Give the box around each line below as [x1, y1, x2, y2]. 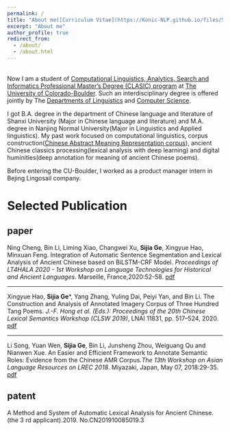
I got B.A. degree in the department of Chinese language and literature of [7, 109, 214, 117]
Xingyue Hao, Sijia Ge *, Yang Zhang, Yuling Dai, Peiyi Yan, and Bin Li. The [7, 292, 215, 301]
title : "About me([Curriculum [7, 16, 94, 23]
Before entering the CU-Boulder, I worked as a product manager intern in [7, 166, 213, 175]
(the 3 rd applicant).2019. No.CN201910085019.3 [7, 416, 144, 424]
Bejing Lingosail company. [7, 174, 81, 182]
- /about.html [13, 49, 53, 56]
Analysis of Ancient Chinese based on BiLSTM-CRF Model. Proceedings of [7, 258, 218, 266]
